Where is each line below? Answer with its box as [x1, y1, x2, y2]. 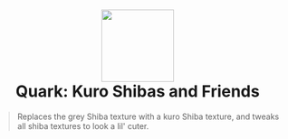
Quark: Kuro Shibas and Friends [15, 81, 260, 102]
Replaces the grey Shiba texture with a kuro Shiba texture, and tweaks [16, 111, 280, 122]
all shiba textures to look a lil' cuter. [16, 120, 149, 131]
